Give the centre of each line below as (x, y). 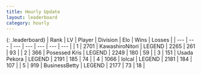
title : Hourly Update (33, 12)
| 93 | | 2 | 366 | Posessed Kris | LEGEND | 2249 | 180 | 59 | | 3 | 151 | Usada (100, 53)
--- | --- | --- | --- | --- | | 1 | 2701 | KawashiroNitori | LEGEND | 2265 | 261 (104, 46)
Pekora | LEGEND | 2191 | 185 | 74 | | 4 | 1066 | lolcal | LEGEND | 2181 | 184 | (99, 59)
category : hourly (28, 23)
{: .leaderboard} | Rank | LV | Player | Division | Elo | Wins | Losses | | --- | (97, 40)
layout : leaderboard (32, 17)
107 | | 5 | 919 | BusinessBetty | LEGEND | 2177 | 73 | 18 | (76, 65)
